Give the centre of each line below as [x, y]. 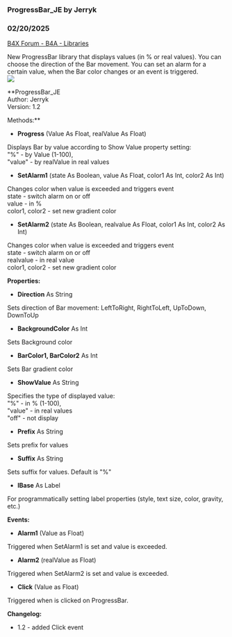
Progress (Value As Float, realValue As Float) [82, 134]
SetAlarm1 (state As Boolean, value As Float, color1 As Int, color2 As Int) [121, 176]
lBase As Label [39, 486]
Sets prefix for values [38, 445]
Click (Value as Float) [48, 587]
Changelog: [25, 614]
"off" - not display [33, 418]
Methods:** [24, 120]
